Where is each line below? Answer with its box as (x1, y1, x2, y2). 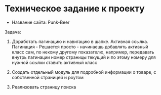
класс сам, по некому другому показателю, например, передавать (11, 49, 155, 55)
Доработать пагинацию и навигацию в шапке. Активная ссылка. (11, 38, 149, 45)
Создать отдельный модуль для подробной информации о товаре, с (11, 69, 157, 75)
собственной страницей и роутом (11, 74, 84, 80)
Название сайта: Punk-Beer (11, 19, 70, 25)
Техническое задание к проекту (4, 3, 145, 14)
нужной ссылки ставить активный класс (11, 59, 97, 65)
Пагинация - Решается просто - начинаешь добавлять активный (11, 44, 149, 49)
